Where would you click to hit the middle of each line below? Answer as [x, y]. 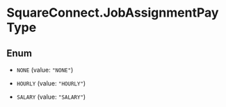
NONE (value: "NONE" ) [45, 70]
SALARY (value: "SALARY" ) [51, 97]
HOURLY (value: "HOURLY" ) [51, 83]
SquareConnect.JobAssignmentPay [113, 13]
